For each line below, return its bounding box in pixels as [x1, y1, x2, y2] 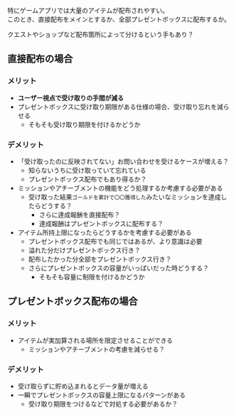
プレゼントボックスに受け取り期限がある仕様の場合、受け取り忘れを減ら [17, 102, 230, 111]
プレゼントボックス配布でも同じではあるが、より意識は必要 [28, 237, 203, 245]
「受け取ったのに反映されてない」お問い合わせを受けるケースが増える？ [17, 157, 230, 166]
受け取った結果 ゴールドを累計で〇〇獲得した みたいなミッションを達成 [28, 193, 222, 201]
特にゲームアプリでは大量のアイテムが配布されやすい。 [7, 6, 169, 14]
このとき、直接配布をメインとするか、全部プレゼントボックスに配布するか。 [7, 15, 231, 23]
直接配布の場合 [7, 53, 73, 65]
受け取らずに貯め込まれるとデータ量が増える [17, 382, 149, 390]
